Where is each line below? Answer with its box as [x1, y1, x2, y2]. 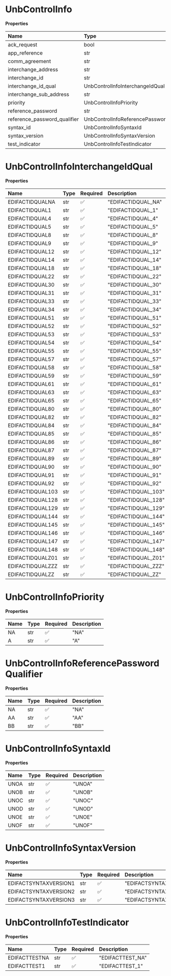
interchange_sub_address [8, 91, 70, 98]
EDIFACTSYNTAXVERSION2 [8, 888, 75, 895]
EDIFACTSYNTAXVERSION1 [8, 880, 75, 887]
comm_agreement [8, 58, 51, 65]
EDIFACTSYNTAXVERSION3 [8, 896, 75, 903]
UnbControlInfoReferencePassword [5, 658, 159, 669]
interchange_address [8, 66, 59, 73]
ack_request [8, 41, 38, 48]
